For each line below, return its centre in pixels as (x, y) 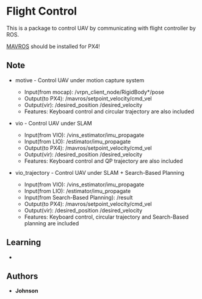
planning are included (52, 223)
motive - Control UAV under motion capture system (80, 80)
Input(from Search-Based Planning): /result (78, 197)
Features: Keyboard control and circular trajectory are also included (109, 111)
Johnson (27, 291)
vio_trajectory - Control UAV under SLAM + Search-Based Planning (100, 172)
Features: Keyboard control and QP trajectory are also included (103, 161)
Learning (24, 243)
